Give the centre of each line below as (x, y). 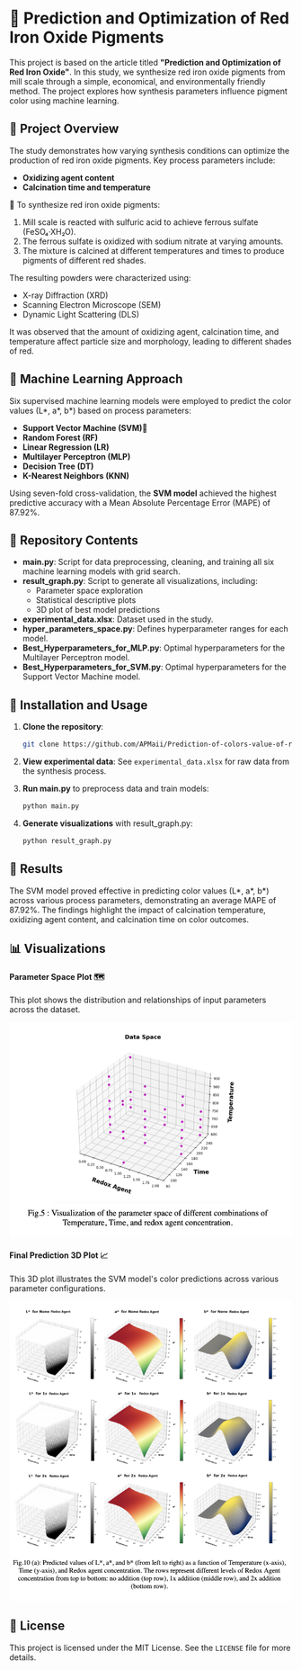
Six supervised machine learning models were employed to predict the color (150, 400)
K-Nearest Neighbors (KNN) (76, 475)
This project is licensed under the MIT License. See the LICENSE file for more (150, 1648)
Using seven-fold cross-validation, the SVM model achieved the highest (143, 493)
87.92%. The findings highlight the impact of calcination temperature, (138, 910)
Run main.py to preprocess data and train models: (115, 789)
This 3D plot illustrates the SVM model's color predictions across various (144, 1279)
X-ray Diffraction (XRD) (65, 295)
